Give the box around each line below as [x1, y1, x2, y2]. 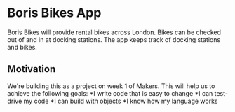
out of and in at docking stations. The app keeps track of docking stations [7, 35, 221, 43]
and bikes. [7, 43, 37, 51]
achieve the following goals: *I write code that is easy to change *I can [7, 89, 213, 97]
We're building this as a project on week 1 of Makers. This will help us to [7, 82, 215, 90]
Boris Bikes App [7, 5, 102, 21]
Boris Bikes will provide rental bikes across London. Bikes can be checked [7, 28, 222, 36]
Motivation [7, 63, 56, 75]
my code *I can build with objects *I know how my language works [23, 97, 218, 105]
